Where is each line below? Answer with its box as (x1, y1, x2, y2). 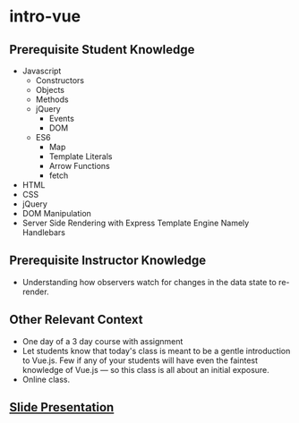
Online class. (21, 374, 70, 385)
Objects (35, 85, 65, 95)
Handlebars (21, 227, 65, 238)
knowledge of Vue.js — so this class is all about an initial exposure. (21, 364, 270, 375)
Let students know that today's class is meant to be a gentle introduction (21, 345, 291, 356)
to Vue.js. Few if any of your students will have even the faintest (21, 355, 258, 366)
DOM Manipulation (21, 208, 92, 218)
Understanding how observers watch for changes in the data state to (21, 276, 278, 287)
